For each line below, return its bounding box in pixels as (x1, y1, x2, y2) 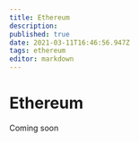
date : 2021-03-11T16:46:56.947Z (9, 38, 130, 47)
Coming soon (9, 122, 59, 133)
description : (9, 21, 58, 30)
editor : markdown (9, 54, 74, 63)
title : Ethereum (9, 13, 70, 22)
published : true (9, 29, 70, 38)
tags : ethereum (9, 46, 66, 55)
